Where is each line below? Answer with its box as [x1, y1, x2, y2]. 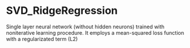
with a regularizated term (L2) [6, 35, 78, 42]
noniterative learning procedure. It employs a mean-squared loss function [6, 29, 185, 36]
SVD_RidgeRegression [6, 4, 118, 17]
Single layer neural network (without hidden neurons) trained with [6, 23, 165, 30]
